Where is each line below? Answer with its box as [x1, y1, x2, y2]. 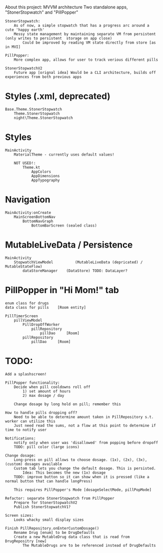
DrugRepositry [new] [5, 538, 47, 544]
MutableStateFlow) [5, 264, 42, 269]
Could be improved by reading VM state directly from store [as [22, 40, 156, 45]
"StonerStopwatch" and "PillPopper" [5, 9, 79, 15]
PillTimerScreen [5, 313, 38, 319]
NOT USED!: [14, 161, 36, 165]
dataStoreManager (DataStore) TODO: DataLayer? [22, 268, 128, 273]
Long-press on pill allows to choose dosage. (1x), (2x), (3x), [14, 457, 147, 462]
